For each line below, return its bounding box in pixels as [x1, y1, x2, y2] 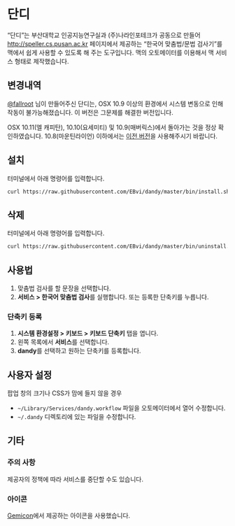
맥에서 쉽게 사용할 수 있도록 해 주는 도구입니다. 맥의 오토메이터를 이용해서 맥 [7, 48, 215, 57]
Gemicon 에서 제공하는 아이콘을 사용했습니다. [7, 511, 131, 520]
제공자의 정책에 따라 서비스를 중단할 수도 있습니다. [7, 475, 144, 483]
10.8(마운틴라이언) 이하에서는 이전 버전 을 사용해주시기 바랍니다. [44, 131, 218, 140]
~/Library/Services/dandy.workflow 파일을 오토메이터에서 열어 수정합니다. [17, 404, 226, 413]
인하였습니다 [7, 131, 42, 140]
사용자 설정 [7, 369, 52, 381]
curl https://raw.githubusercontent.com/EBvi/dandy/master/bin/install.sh [7, 188, 230, 195]
